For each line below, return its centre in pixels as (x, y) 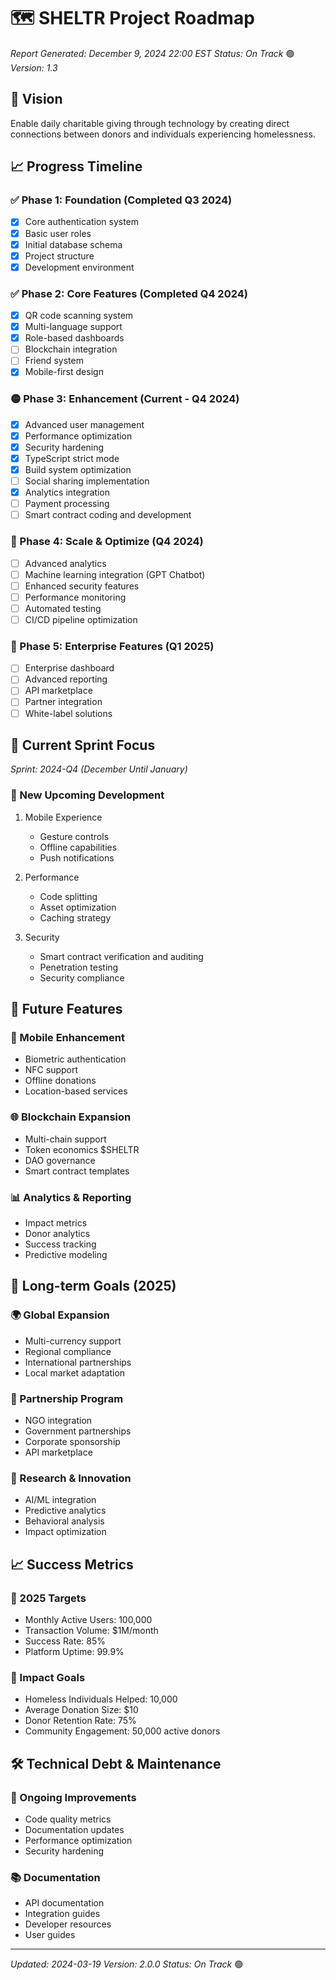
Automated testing (63, 608)
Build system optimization (78, 469)
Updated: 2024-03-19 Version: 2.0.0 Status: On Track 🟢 (127, 1964)
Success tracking (60, 1244)
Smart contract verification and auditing (121, 956)
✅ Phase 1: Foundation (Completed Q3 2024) (121, 200)
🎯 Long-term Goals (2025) (93, 1286)
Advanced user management (84, 424)
